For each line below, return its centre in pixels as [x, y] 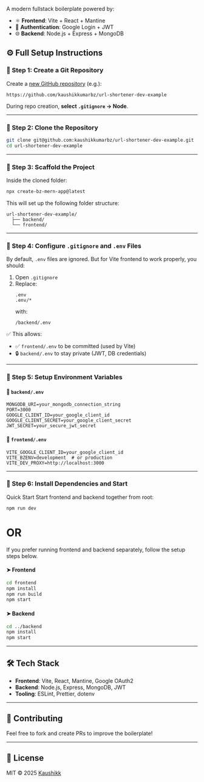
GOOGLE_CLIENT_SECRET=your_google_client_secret [69, 421]
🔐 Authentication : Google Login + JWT [64, 27]
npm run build [24, 594]
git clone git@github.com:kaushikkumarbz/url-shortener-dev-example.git [100, 140]
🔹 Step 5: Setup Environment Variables [64, 377]
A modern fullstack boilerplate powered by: [60, 9]
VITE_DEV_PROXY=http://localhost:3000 [55, 463]
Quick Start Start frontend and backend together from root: [80, 497]
